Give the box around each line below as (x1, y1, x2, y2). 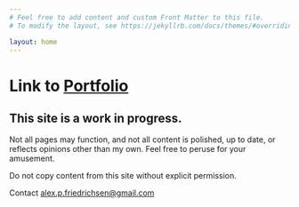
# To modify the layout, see (9, 21, 117, 30)
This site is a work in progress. (9, 110, 182, 125)
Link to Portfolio (9, 76, 129, 96)
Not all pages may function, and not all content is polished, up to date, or (9, 134, 276, 145)
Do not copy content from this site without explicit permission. (9, 171, 238, 181)
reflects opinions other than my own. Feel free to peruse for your (9, 144, 246, 155)
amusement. (9, 153, 55, 164)
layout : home (9, 37, 58, 46)
